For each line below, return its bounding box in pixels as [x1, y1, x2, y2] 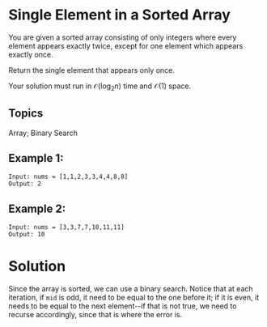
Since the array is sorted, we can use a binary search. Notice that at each [8, 284, 253, 294]
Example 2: [8, 202, 66, 215]
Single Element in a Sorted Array [8, 6, 231, 24]
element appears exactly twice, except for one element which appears [8, 40, 244, 50]
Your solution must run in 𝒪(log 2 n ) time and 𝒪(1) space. [8, 81, 192, 92]
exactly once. [8, 49, 54, 59]
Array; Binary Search [8, 128, 78, 138]
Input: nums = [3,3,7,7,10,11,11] [8, 223, 125, 231]
